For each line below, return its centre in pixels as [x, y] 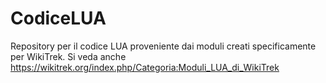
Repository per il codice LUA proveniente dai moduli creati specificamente [163, 46]
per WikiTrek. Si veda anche [68, 56]
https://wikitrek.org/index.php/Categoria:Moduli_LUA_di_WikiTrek [145, 67]
